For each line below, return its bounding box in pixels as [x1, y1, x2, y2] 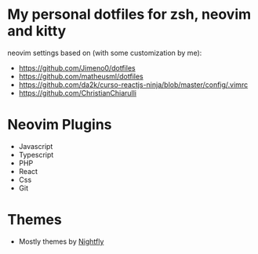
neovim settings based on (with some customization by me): [7, 48, 202, 57]
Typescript [18, 150, 54, 159]
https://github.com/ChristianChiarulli [18, 88, 137, 97]
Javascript [18, 141, 53, 151]
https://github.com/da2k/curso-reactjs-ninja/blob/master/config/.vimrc [18, 80, 249, 89]
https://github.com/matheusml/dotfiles [18, 71, 144, 81]
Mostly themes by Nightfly [18, 237, 104, 246]
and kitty [7, 22, 67, 40]
